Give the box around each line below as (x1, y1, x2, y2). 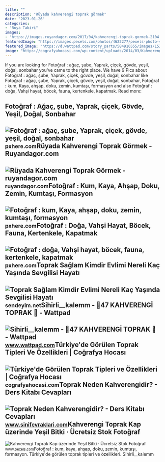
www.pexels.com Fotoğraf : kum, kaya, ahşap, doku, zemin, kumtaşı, (5, 446, 137, 452)
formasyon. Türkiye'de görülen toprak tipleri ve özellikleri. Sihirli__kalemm (5, 451, 154, 457)
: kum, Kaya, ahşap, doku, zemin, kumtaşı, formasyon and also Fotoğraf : (5, 83, 152, 88)
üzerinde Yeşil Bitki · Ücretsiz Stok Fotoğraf (5, 428, 140, 436)
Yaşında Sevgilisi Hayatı (5, 269, 80, 277)
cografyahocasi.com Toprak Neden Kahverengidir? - (5, 380, 158, 389)
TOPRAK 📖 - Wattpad (5, 308, 71, 317)
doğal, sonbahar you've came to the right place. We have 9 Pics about (5, 67, 147, 73)
